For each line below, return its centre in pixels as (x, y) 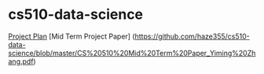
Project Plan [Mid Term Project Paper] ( (71, 36)
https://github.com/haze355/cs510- (192, 36)
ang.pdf (21, 61)
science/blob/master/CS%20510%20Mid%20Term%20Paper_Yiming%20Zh (132, 53)
